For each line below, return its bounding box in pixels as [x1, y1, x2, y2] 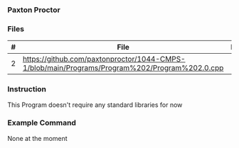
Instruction [7, 84, 47, 94]
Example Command [7, 118, 77, 128]
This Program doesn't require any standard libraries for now [7, 101, 183, 109]
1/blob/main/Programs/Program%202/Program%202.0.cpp [22, 63, 224, 73]
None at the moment [7, 134, 68, 142]
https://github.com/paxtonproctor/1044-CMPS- [22, 55, 186, 64]
